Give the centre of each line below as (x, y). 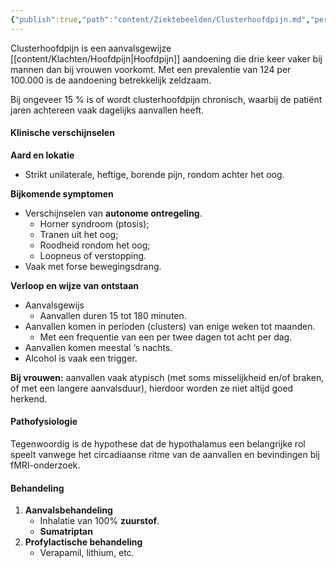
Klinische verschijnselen (62, 133)
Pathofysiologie (44, 422)
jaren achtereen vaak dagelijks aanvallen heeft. (107, 110)
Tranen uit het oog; (79, 234)
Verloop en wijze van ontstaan (74, 285)
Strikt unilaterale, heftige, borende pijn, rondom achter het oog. (154, 174)
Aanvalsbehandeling (68, 510)
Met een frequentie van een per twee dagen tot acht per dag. (166, 337)
